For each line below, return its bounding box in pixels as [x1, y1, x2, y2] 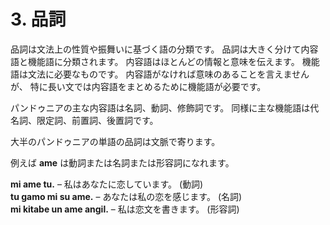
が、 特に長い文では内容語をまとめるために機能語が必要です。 [10, 80, 267, 92]
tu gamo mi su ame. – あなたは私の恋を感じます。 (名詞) [10, 190, 243, 202]
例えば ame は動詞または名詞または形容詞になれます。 [10, 156, 235, 169]
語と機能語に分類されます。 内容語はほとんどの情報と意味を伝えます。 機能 [10, 55, 320, 67]
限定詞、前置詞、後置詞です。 [36, 114, 159, 126]
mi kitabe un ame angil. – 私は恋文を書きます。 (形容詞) [10, 203, 240, 215]
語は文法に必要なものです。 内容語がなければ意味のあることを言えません [10, 68, 310, 80]
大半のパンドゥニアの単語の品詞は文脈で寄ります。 [10, 135, 221, 147]
